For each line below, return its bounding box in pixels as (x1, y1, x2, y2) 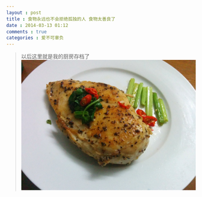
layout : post (6, 10, 42, 16)
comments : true (6, 29, 47, 35)
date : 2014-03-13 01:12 (6, 22, 69, 28)
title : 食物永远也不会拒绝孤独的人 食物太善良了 (6, 16, 116, 22)
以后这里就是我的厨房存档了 (20, 53, 90, 60)
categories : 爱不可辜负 (6, 35, 64, 41)
